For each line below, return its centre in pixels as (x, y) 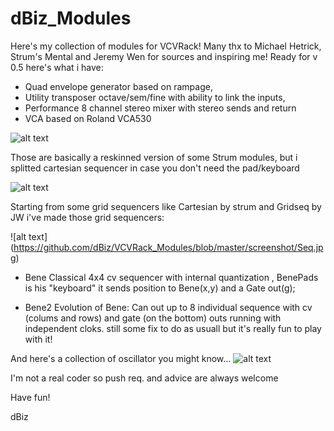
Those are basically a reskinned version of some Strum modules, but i (154, 157)
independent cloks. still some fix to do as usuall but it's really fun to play (173, 328)
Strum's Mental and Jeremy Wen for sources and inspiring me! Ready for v (164, 56)
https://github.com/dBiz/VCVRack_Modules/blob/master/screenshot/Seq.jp (168, 247)
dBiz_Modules (71, 18)
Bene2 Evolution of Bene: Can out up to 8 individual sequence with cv (168, 307)
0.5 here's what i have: (57, 67)
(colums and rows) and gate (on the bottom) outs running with (153, 318)
